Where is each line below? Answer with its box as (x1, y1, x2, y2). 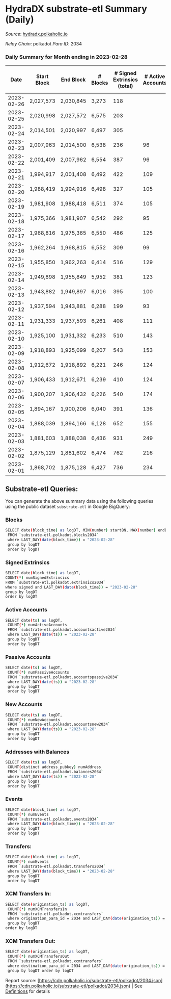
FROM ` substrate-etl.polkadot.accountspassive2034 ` (7, 674, 120, 680)
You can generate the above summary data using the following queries (5, 498, 154, 504)
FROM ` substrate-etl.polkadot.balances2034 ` (7, 769, 103, 774)
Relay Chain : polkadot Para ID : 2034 (5, 40, 82, 46)
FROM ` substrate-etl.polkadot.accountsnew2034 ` (7, 722, 110, 727)
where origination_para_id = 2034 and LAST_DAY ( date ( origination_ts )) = (7, 916, 165, 921)
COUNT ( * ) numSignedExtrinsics (5, 575, 70, 580)
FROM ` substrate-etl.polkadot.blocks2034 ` (7, 532, 99, 538)
